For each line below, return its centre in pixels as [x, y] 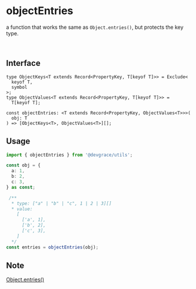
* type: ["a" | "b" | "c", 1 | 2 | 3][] [62, 203]
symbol [19, 87]
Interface [23, 63]
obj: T [19, 118]
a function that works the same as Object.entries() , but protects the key [95, 27]
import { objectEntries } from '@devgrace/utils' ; [69, 155]
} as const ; [21, 187]
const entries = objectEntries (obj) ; [52, 247]
